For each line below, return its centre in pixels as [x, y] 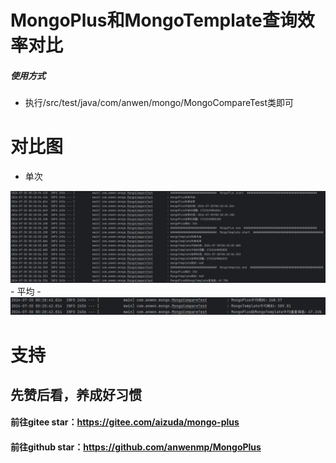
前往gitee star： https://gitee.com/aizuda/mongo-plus [125, 422]
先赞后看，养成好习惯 [76, 394]
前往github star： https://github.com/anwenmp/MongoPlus [136, 447]
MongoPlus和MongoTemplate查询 [154, 20]
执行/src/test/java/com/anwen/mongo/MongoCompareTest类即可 [159, 103]
